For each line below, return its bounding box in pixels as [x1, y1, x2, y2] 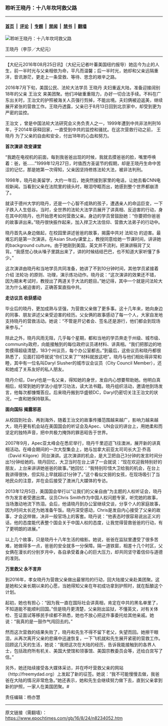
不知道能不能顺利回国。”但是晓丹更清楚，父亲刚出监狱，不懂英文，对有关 [5, 606, 154, 612]
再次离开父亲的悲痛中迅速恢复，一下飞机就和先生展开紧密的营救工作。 [18, 635, 163, 641]
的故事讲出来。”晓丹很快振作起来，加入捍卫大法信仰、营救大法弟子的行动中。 [5, 219, 163, 225]
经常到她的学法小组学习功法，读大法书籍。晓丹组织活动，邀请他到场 [18, 383, 158, 389]
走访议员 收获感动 [5, 294, 41, 301]
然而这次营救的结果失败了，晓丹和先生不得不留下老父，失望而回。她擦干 [5, 629, 154, 635]
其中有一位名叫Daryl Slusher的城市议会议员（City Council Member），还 [13, 359, 162, 366]
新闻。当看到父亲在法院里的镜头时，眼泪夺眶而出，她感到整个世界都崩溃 [9, 183, 158, 189]
